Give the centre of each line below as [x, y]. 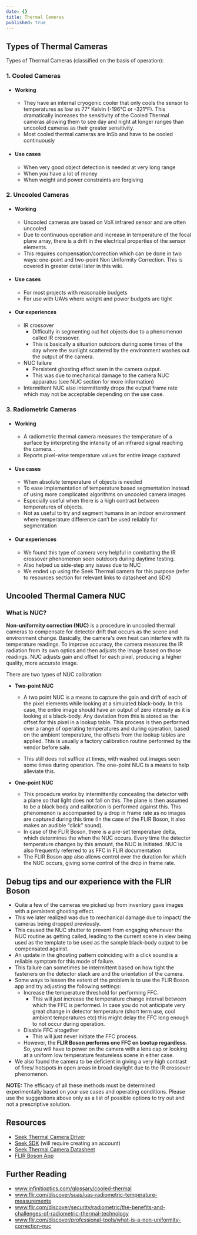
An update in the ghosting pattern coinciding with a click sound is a [96, 955]
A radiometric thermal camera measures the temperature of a [98, 437]
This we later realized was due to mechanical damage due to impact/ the [103, 917]
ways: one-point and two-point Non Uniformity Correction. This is [103, 259]
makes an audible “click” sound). [63, 825]
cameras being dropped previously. [58, 924]
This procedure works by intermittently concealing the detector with [106, 794]
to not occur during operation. [69, 1024]
